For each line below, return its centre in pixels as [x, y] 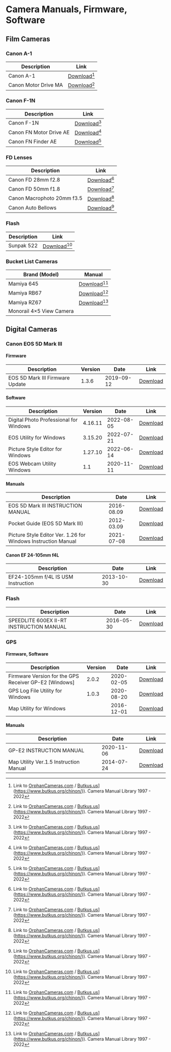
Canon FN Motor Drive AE [39, 132]
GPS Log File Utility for [35, 690]
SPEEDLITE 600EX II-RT [38, 620]
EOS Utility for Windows [37, 437]
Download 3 [88, 123]
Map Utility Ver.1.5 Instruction [44, 762]
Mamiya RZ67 [25, 302]
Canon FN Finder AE [33, 142]
